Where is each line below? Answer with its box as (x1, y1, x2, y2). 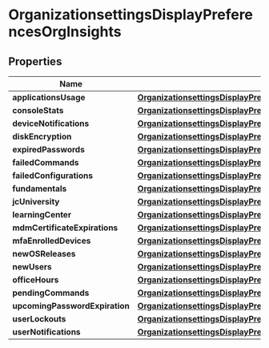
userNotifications (12, 326, 82, 338)
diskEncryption (12, 131, 72, 142)
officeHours (12, 274, 59, 285)
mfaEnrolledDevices (12, 235, 91, 246)
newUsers (12, 261, 52, 272)
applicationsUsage (12, 92, 86, 103)
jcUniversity (12, 196, 60, 207)
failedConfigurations (12, 170, 94, 181)
